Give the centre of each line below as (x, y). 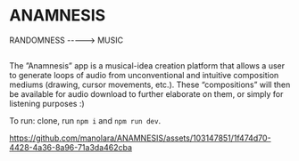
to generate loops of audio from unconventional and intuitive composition (144, 76)
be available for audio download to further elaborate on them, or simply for (146, 94)
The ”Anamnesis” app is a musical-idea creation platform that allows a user (147, 66)
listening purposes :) (47, 104)
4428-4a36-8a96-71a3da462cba (71, 148)
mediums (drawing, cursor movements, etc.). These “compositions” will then (150, 85)
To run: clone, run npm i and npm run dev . (85, 121)
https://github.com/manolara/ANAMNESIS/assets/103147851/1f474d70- (140, 138)
